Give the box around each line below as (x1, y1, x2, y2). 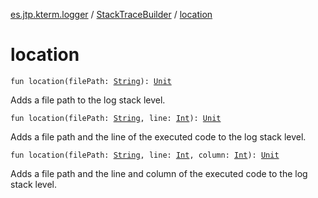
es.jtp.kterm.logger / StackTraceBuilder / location (10, 9, 213, 20)
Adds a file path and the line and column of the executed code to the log (10, 167, 308, 179)
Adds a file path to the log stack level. (10, 94, 166, 106)
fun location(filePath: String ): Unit (10, 76, 172, 86)
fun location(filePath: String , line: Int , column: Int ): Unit (10, 150, 280, 160)
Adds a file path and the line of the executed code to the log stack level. (10, 130, 307, 143)
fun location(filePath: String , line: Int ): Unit (10, 113, 222, 123)
